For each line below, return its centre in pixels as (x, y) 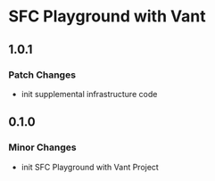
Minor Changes (42, 147)
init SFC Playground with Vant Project (90, 167)
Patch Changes (42, 75)
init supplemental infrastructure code (89, 94)
